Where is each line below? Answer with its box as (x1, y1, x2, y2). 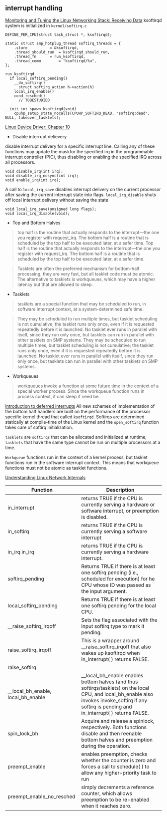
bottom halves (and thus (81, 678, 138, 685)
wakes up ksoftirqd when (81, 649, 140, 656)
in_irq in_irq (7, 548, 35, 555)
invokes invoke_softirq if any (81, 697, 148, 704)
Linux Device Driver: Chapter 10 (5, 124, 70, 130)
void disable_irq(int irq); (5, 169, 64, 174)
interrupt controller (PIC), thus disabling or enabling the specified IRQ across (5, 154, 162, 160)
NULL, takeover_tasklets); (5, 115, 61, 120)
